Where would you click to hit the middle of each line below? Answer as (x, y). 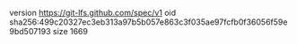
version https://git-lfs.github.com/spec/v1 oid (93, 13)
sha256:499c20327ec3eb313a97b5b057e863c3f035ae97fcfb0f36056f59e (148, 22)
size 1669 (70, 31)
